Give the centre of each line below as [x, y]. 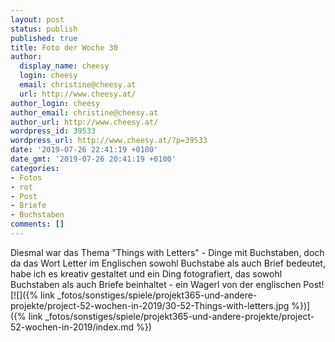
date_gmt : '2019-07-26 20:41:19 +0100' [93, 159]
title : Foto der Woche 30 [64, 47]
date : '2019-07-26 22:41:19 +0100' [84, 150]
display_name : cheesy [64, 66]
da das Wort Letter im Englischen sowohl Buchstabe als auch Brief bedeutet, [168, 263]
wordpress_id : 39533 [53, 131]
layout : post [37, 19]
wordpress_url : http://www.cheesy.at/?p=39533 [109, 141]
